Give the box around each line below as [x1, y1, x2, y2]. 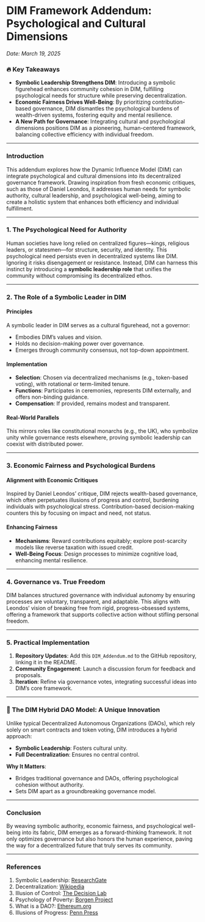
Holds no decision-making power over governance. [15, 339, 145, 347]
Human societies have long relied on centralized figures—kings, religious [6, 239, 190, 247]
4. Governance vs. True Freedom [6, 578, 106, 586]
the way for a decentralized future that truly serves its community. [6, 841, 173, 849]
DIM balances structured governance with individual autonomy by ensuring [6, 591, 195, 598]
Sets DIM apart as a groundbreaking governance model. [15, 787, 157, 794]
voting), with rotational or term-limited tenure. [15, 380, 130, 388]
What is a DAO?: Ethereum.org [15, 902, 92, 910]
